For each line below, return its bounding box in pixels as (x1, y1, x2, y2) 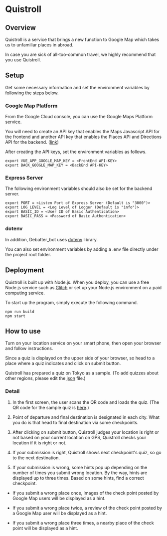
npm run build (5, 309, 35, 314)
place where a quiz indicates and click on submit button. (5, 360, 121, 366)
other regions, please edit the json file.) (5, 375, 86, 381)
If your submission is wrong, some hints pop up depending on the (12, 464, 148, 470)
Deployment (5, 266, 44, 275)
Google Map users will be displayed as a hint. (12, 495, 106, 501)
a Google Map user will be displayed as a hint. (12, 510, 107, 516)
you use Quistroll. (5, 57, 41, 63)
